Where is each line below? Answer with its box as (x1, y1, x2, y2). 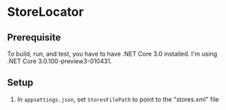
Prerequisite (7, 32, 61, 43)
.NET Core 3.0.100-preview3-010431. (7, 57, 112, 65)
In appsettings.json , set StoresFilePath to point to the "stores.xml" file (17, 95, 219, 103)
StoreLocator (7, 4, 84, 20)
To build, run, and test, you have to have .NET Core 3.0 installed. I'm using (7, 49, 218, 58)
